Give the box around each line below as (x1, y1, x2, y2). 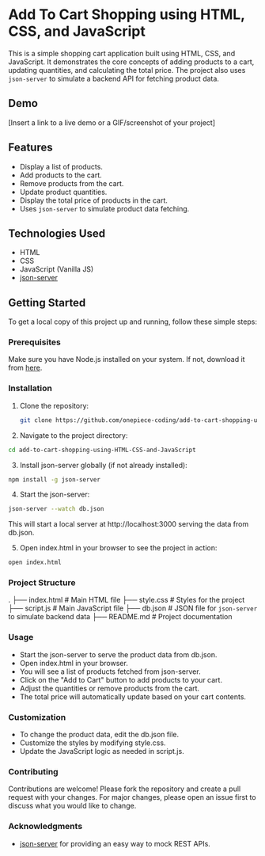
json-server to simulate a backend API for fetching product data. (8, 74, 220, 83)
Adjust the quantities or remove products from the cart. (19, 683, 200, 693)
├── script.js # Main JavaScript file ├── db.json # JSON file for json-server (8, 603, 258, 613)
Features (8, 141, 53, 154)
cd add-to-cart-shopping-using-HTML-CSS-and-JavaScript (8, 446, 196, 454)
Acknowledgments (8, 821, 83, 832)
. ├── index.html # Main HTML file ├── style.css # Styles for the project (8, 595, 245, 605)
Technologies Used (8, 226, 105, 240)
